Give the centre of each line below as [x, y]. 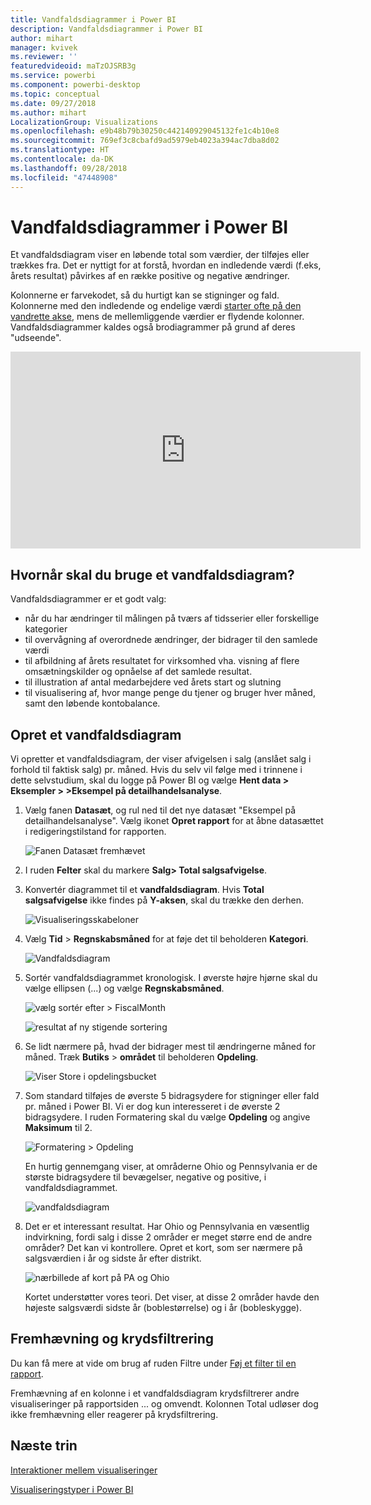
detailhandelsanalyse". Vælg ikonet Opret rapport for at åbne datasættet [174, 821]
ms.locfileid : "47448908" [64, 177]
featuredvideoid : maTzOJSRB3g [73, 66]
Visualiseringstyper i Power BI [72, 1489]
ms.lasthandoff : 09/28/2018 [69, 168]
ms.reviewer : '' [44, 57]
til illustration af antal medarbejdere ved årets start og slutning [153, 682]
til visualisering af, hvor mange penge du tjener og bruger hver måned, [170, 693]
